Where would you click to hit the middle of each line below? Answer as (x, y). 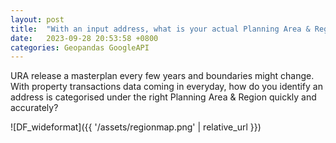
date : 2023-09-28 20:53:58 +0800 (84, 38)
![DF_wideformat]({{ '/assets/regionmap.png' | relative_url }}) (136, 127)
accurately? (34, 108)
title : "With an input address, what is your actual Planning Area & (160, 29)
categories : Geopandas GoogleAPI (80, 47)
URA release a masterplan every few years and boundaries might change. (162, 76)
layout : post (37, 19)
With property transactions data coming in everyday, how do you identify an (166, 87)
